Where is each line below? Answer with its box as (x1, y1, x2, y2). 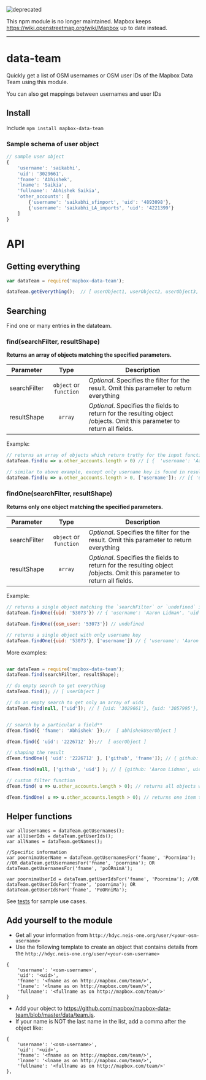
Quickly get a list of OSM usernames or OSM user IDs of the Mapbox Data (6, 71, 193, 79)
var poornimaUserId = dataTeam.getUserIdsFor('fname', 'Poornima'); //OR (6, 876, 199, 882)
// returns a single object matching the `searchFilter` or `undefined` (6, 604, 196, 610)
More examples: (6, 648, 47, 656)
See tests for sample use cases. (6, 897, 87, 905)
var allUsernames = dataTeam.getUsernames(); (6, 828, 124, 834)
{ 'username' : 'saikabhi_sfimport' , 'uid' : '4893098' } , (28, 200, 172, 206)
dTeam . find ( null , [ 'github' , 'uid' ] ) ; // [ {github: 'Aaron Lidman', (6, 766, 191, 773)
